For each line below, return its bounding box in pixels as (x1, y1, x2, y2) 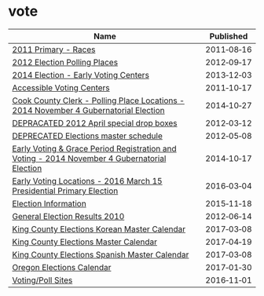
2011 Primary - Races (12, 44, 96, 55)
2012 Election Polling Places (12, 57, 119, 68)
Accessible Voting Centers (12, 82, 110, 93)
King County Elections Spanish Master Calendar (12, 249, 189, 260)
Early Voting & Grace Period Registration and (12, 143, 177, 154)
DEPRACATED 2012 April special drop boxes (12, 117, 178, 128)
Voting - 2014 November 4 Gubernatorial (12, 152, 167, 163)
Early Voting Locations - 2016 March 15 (12, 175, 163, 186)
